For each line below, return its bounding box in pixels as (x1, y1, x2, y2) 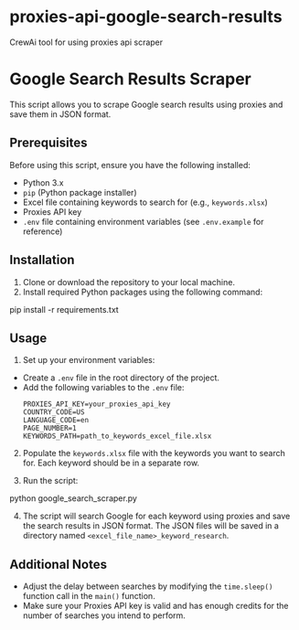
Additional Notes (9, 556, 108, 572)
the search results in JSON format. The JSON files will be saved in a (22, 520, 279, 531)
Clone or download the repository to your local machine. (22, 276, 236, 287)
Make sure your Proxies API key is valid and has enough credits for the (22, 601, 290, 612)
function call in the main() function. (22, 591, 155, 602)
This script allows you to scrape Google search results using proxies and (9, 99, 283, 110)
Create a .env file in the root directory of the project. (22, 372, 220, 383)
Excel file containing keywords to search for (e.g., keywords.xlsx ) (22, 197, 268, 208)
